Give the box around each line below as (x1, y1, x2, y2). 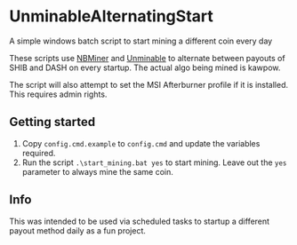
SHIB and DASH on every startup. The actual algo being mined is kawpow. (9, 62, 281, 73)
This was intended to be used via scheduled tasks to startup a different (9, 216, 269, 226)
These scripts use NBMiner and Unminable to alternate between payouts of (9, 52, 286, 63)
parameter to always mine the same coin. (21, 166, 173, 177)
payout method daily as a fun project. (9, 225, 147, 236)
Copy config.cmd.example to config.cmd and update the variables (21, 138, 261, 148)
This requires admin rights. (9, 89, 108, 99)
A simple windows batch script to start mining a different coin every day (9, 36, 273, 46)
